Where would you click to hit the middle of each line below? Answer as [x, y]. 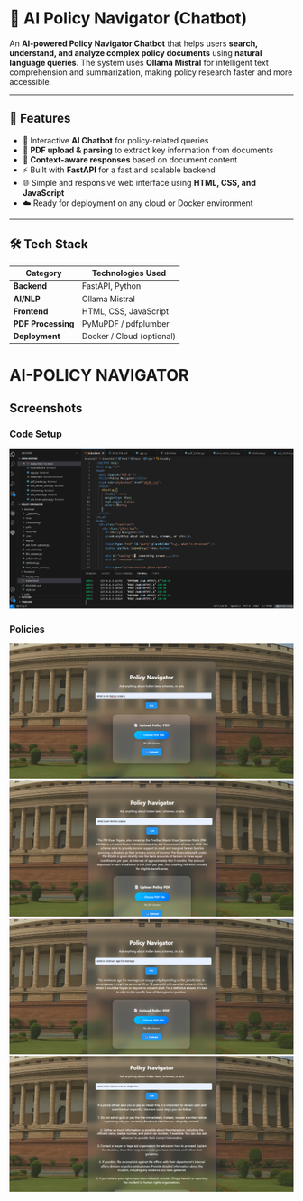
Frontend [31, 311]
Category [44, 273]
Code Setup [36, 434]
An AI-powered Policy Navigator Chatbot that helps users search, [134, 43]
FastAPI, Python [111, 286]
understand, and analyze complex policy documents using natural [136, 52]
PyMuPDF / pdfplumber [125, 324]
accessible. [31, 81]
